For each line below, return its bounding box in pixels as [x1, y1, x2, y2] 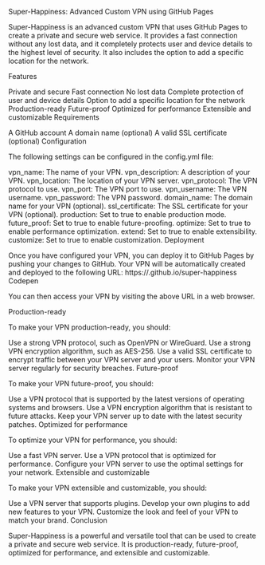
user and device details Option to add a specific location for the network [8, 96, 245, 105]
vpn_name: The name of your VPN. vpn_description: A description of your [8, 168, 251, 176]
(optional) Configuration [8, 136, 87, 146]
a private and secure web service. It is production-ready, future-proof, [8, 539, 239, 549]
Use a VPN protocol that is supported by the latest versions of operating [8, 394, 245, 404]
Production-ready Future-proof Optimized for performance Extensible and [8, 104, 251, 113]
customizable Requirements [8, 113, 99, 122]
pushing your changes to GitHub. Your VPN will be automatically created [8, 259, 246, 268]
